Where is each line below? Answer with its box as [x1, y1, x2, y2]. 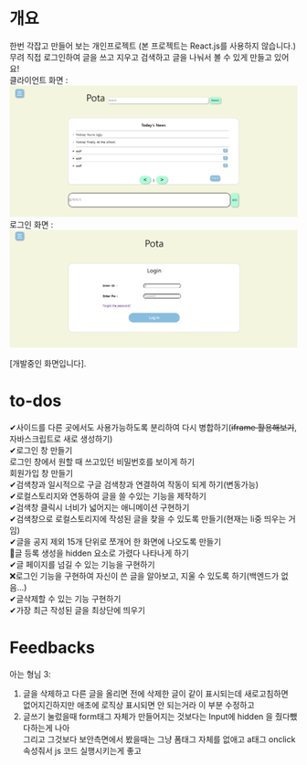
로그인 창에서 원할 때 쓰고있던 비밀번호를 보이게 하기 [9, 456, 195, 467]
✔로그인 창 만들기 [9, 444, 73, 455]
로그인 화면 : [9, 218, 54, 229]
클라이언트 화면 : [9, 74, 69, 85]
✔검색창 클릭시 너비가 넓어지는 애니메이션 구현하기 [9, 502, 190, 513]
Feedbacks [9, 637, 96, 658]
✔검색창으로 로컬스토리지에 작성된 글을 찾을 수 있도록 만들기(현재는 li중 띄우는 [9, 513, 287, 524]
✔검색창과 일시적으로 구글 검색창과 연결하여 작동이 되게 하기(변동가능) [9, 479, 259, 490]
